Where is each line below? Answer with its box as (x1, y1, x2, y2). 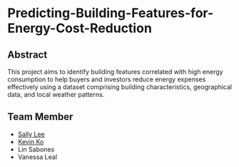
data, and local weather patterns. (7, 91, 105, 98)
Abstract (7, 49, 48, 61)
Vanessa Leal (17, 152, 58, 161)
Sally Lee (17, 130, 45, 138)
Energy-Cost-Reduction (7, 20, 152, 36)
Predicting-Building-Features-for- (7, 5, 214, 21)
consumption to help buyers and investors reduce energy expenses (7, 75, 206, 83)
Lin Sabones (17, 145, 55, 153)
